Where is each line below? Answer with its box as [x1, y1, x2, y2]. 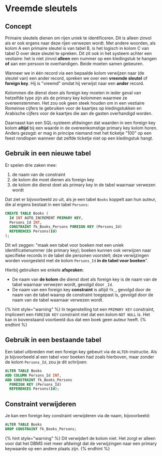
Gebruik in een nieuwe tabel [5, 149, 91, 157]
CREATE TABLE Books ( [5, 211, 49, 216]
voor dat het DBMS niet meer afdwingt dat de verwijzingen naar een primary [5, 440, 157, 446]
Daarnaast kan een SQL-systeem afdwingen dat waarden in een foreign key [5, 120, 156, 126]
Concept [5, 22, 32, 31]
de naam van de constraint [12, 172, 66, 177]
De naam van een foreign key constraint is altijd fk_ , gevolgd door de [12, 287, 151, 293]
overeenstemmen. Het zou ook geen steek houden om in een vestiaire [5, 100, 145, 106]
